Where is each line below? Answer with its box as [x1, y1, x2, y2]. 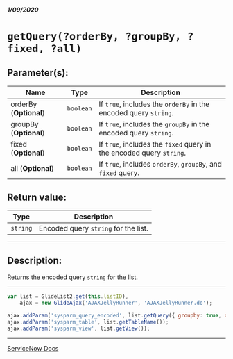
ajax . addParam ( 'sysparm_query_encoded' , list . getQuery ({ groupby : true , [7, 312, 222, 319]
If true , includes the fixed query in [98, 139, 212, 149]
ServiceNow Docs [7, 344, 59, 352]
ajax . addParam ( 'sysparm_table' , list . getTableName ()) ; [7, 318, 169, 326]
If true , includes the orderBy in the [98, 99, 210, 109]
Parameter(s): [7, 67, 69, 79]
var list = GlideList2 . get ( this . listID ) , [7, 293, 129, 300]
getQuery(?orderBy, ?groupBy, [7, 30, 182, 43]
